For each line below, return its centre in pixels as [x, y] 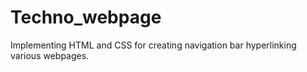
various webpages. [50, 55]
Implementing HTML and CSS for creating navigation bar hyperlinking [153, 45]
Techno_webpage [86, 17]
